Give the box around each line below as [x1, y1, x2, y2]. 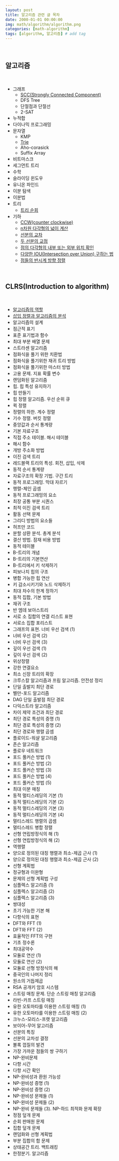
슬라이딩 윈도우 [12, 175, 43, 181]
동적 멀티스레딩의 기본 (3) [12, 805, 64, 811]
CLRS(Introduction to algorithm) [5, 282, 110, 291]
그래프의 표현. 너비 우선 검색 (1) [12, 626, 75, 632]
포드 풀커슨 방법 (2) [12, 760, 52, 766]
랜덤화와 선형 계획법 [12, 1131, 53, 1137]
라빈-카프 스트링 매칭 [12, 997, 55, 1003]
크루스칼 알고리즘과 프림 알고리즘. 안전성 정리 [12, 677, 103, 683]
